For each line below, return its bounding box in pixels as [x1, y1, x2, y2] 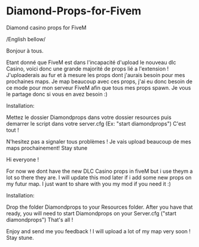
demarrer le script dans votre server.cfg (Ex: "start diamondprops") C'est [6, 120, 186, 127]
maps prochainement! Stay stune [6, 144, 88, 151]
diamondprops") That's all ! [6, 216, 74, 223]
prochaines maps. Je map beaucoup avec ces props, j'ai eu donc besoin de [6, 78, 193, 85]
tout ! [6, 126, 19, 133]
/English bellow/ [6, 35, 46, 42]
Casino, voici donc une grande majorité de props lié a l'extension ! [6, 65, 169, 72]
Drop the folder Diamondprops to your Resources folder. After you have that [6, 203, 193, 211]
